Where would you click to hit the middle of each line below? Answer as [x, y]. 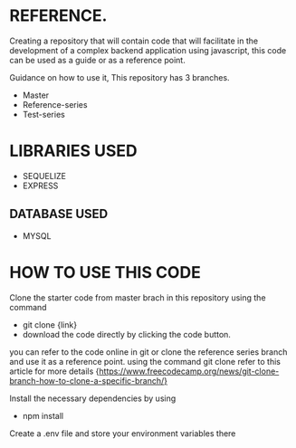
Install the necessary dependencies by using [93, 398]
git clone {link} [50, 324]
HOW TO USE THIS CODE [105, 272]
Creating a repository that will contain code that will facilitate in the [134, 41]
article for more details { [54, 371]
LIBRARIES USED [73, 151]
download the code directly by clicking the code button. [126, 334]
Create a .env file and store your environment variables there [123, 433]
